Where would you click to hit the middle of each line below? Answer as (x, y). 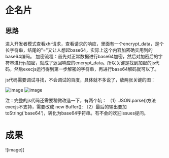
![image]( (15, 149)
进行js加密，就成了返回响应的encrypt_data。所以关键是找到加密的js (84, 63)
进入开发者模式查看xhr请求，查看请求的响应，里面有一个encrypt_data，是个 (84, 44)
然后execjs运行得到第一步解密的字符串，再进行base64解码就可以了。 (86, 69)
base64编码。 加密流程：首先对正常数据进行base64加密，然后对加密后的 (82, 56)
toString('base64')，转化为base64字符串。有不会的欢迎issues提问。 (77, 113)
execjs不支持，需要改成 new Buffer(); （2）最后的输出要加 (66, 107)
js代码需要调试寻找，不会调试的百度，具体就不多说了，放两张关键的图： (80, 80)
